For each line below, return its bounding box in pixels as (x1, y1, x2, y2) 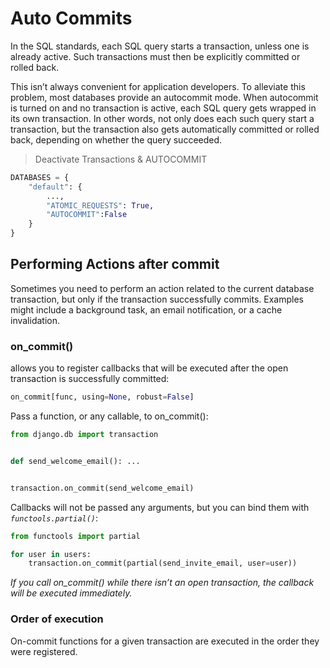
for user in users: (10, 549, 92, 559)
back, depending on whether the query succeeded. (10, 133, 223, 146)
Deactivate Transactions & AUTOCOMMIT (34, 153, 208, 165)
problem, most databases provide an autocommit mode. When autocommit (10, 91, 319, 103)
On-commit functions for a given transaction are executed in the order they (10, 635, 320, 647)
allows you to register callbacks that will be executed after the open (10, 362, 289, 374)
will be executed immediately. (10, 587, 133, 599)
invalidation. (10, 314, 61, 326)
